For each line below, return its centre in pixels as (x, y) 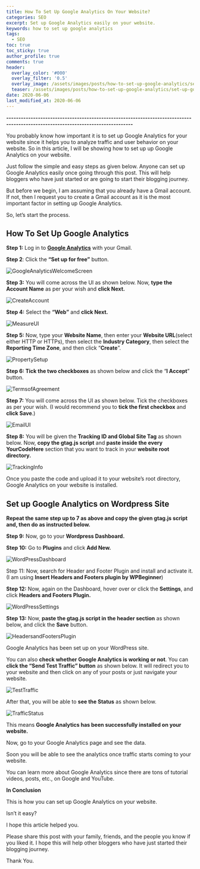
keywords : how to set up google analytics (60, 28)
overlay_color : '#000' (40, 73)
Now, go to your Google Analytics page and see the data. (76, 743)
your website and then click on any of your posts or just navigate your (92, 672)
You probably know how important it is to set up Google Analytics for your (97, 136)
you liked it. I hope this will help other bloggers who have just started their (97, 843)
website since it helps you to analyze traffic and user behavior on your (92, 142)
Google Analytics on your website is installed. (62, 485)
